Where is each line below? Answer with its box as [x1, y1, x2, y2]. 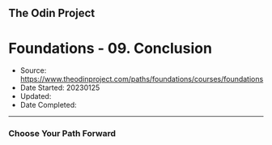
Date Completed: [19, 100, 77, 110]
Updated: [19, 92, 52, 101]
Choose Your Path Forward [8, 128, 116, 139]
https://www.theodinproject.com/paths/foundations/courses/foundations [19, 75, 264, 84]
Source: [19, 66, 47, 75]
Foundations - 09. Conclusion [8, 39, 213, 58]
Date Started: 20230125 [19, 83, 100, 92]
